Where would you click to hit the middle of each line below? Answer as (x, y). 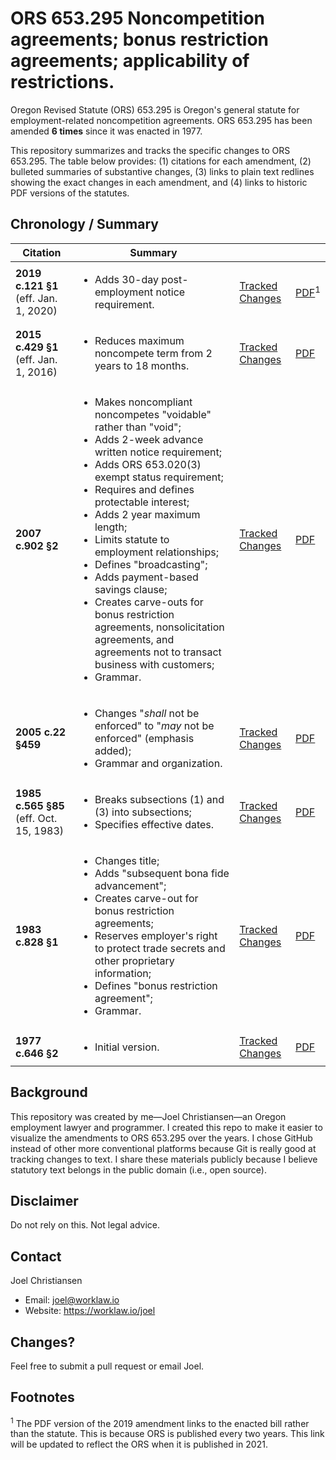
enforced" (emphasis (144, 738)
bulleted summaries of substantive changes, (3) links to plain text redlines (162, 171)
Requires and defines (144, 489)
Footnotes (42, 1397)
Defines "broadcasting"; (151, 564)
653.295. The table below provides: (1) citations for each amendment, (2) (161, 161)
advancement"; (130, 885)
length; (111, 527)
